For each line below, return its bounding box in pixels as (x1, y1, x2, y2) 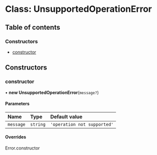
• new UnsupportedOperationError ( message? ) (5, 89, 99, 95)
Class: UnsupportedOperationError (5, 3, 152, 15)
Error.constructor (5, 145, 40, 151)
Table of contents (5, 23, 60, 32)
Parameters (5, 101, 30, 107)
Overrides (5, 134, 26, 140)
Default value (50, 113, 83, 120)
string (30, 121, 46, 127)
